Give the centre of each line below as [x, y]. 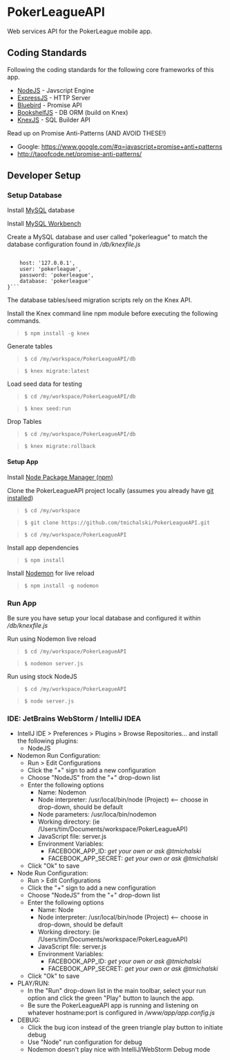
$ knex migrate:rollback [60, 447]
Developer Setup [44, 176]
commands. [24, 321]
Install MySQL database [41, 210]
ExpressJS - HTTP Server [54, 97]
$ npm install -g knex [57, 334]
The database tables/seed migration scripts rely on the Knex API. [99, 300]
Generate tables [30, 346]
